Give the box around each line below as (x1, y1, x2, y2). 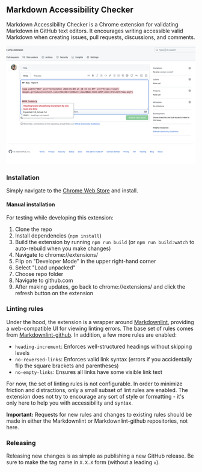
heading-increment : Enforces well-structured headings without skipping (14, 343, 192, 350)
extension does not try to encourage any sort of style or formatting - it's (6, 393, 185, 400)
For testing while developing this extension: (6, 214, 114, 221)
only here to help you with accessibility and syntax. (6, 399, 133, 406)
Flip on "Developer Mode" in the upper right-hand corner (14, 258, 156, 265)
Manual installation (6, 201, 55, 208)
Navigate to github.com (14, 277, 73, 284)
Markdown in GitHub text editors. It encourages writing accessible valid (6, 27, 183, 34)
